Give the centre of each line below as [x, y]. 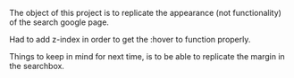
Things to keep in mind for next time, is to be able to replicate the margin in [147, 56]
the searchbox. [37, 66]
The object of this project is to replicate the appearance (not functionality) [145, 13]
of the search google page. [59, 22]
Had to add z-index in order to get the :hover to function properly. [130, 39]
